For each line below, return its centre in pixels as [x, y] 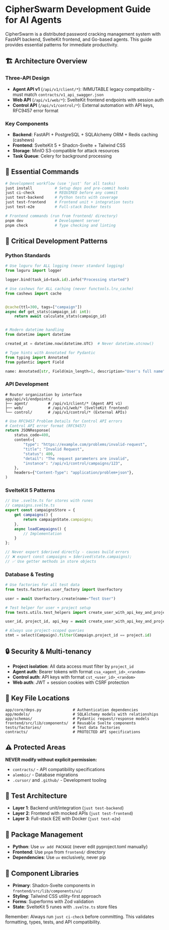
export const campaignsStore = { [40, 510]
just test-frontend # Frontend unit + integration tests [70, 202]
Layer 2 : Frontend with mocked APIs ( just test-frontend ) [73, 813]
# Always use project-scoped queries [45, 631]
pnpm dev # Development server [53, 220]
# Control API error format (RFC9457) [46, 426]
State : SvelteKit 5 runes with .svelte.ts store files [65, 907]
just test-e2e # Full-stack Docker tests [58, 207]
